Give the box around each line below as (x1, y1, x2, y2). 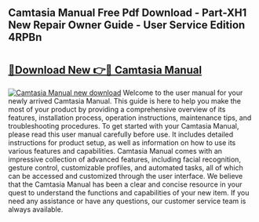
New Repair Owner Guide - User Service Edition (8, 19, 246, 32)
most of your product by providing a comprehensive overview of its (8, 105, 226, 114)
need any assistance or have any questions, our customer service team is (8, 196, 246, 206)
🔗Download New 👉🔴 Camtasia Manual (8, 63, 202, 77)
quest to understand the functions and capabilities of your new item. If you (8, 188, 250, 197)
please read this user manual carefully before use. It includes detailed (8, 129, 234, 139)
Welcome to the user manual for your (122, 88, 243, 97)
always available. (8, 205, 64, 214)
